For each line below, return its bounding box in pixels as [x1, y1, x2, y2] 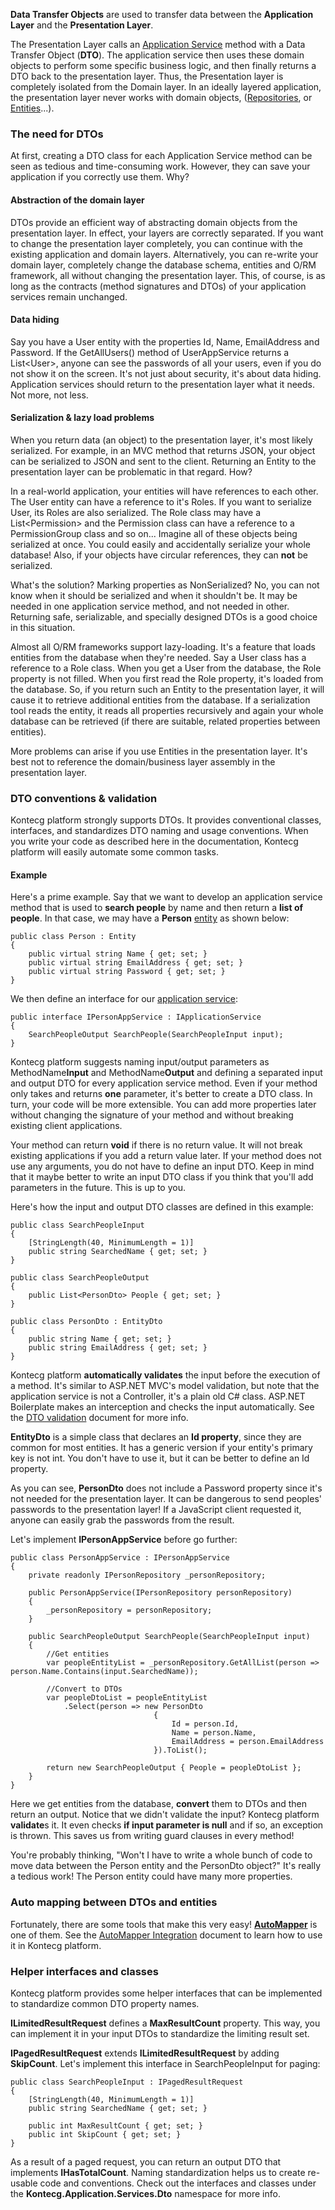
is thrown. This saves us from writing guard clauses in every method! [10, 1830, 295, 1842]
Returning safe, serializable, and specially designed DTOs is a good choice [10, 610, 318, 623]
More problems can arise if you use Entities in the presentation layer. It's [10, 745, 308, 757]
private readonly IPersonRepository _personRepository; [28, 1570, 267, 1581]
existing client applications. [10, 1120, 123, 1132]
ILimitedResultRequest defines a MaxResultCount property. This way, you [10, 2017, 321, 2029]
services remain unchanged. [10, 290, 128, 303]
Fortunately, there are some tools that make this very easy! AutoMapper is [10, 1918, 318, 1930]
